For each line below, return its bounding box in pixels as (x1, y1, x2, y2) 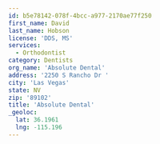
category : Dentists (8, 57, 74, 65)
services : (8, 42, 42, 50)
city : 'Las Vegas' (8, 78, 70, 86)
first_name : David (8, 19, 70, 27)
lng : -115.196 (15, 123, 62, 131)
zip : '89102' (8, 94, 52, 102)
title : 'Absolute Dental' (8, 101, 94, 109)
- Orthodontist (15, 49, 66, 57)
